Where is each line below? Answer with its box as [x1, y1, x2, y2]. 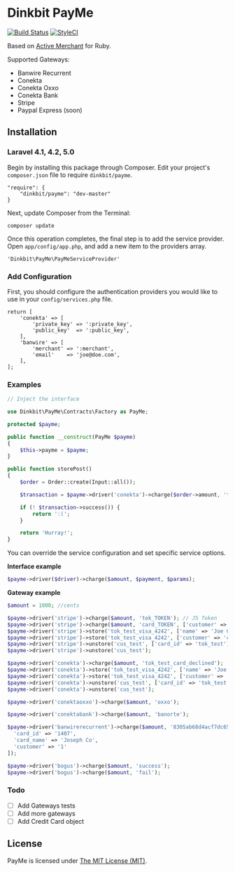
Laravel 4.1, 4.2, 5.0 [7, 147, 75, 157]
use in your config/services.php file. [7, 295, 113, 303]
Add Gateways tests [17, 801, 76, 810]
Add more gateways [17, 809, 76, 817]
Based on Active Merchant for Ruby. [7, 41, 112, 50]
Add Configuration [7, 272, 72, 281]
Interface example [7, 562, 62, 571]
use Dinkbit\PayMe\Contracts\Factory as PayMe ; [7, 408, 149, 416]
